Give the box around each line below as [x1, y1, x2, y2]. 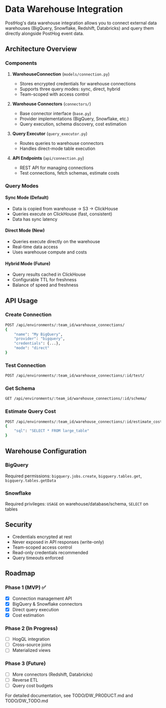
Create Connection [5, 311, 52, 318]
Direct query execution [12, 606, 59, 612]
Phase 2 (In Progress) [5, 625, 58, 632]
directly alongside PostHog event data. [5, 30, 84, 36]
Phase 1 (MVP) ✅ [5, 584, 46, 591]
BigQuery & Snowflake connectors [12, 601, 83, 607]
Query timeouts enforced [12, 555, 64, 561]
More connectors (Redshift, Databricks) [12, 671, 93, 677]
